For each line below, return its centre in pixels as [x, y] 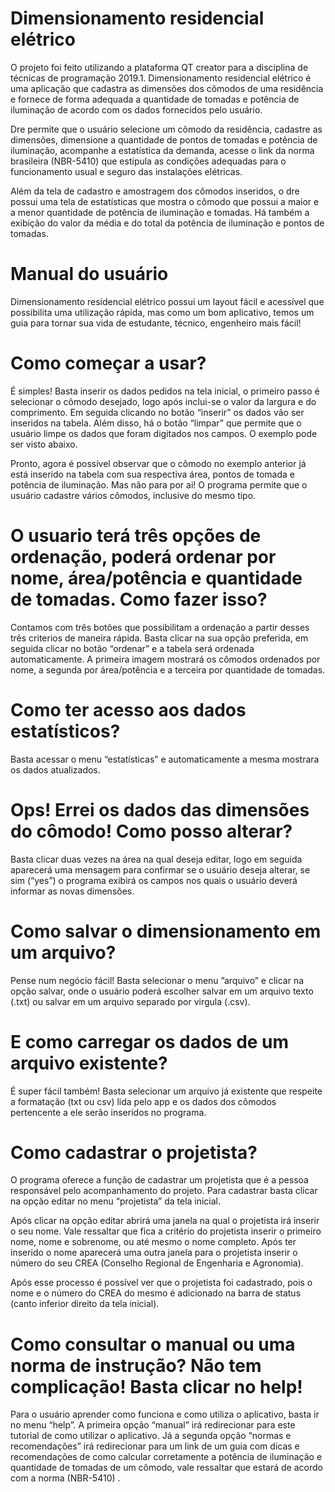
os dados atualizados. [55, 769]
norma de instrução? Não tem [136, 1365]
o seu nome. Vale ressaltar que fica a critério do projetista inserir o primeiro [166, 1231]
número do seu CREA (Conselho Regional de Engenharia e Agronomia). [157, 1263]
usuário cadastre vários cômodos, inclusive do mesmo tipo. [133, 495]
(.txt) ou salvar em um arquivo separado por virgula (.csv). [130, 1001]
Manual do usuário [89, 274]
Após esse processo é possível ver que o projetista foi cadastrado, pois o [161, 1283]
